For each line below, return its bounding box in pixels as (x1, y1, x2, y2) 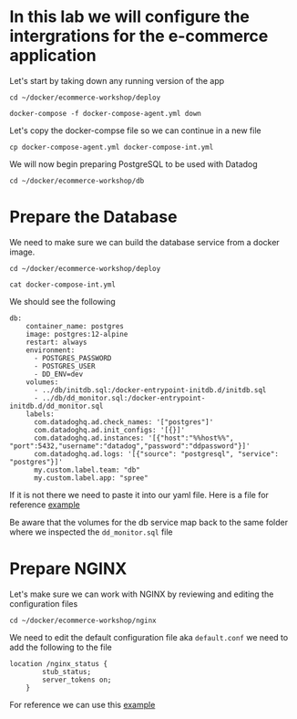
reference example (9, 499, 80, 510)
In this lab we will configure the (9, 6, 251, 27)
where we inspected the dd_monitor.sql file (9, 526, 173, 537)
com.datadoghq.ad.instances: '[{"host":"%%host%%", (33, 433, 234, 443)
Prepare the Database (9, 207, 178, 227)
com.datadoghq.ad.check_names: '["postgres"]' (33, 417, 214, 426)
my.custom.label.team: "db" (33, 465, 141, 474)
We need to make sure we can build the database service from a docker (9, 236, 280, 247)
